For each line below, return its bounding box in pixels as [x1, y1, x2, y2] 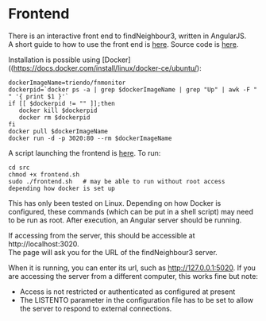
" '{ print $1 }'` [8, 92, 69, 100]
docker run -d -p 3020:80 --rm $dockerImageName [8, 134, 172, 142]
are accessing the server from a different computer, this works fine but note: [8, 271, 258, 280]
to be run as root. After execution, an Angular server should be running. [8, 215, 242, 225]
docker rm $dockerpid [18, 113, 91, 122]
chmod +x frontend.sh [8, 170, 80, 179]
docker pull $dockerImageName [8, 127, 109, 135]
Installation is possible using [8, 55, 101, 64]
